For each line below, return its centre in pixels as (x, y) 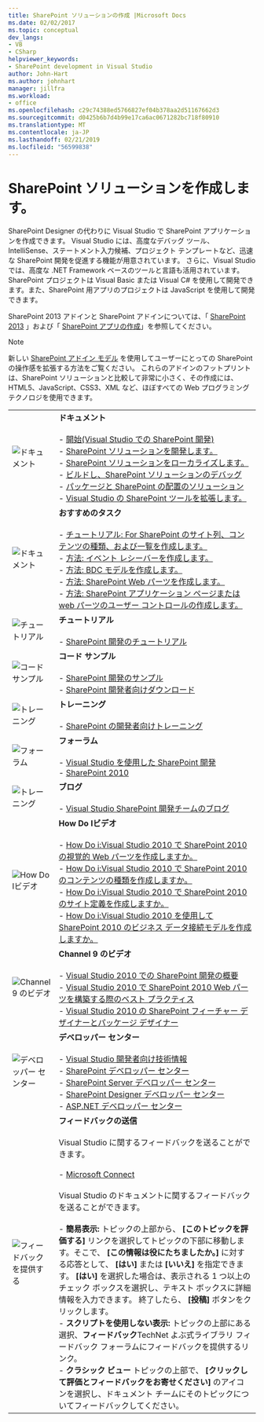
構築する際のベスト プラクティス (134, 999)
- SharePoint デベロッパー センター (124, 1071)
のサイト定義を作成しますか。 (114, 904)
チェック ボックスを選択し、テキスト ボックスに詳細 (155, 1288)
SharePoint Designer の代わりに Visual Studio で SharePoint (105, 231)
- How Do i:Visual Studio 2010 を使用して (136, 916)
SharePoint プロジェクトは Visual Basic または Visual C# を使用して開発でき (131, 280)
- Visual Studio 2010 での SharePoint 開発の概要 (148, 976)
